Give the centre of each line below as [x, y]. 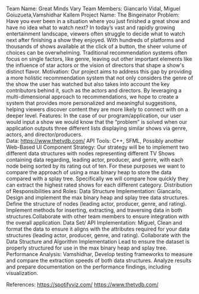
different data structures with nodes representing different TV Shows [91, 153]
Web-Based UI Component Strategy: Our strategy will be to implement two [97, 147]
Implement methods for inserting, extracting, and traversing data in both [94, 210]
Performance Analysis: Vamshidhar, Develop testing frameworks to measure [99, 254]
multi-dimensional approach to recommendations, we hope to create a [92, 97]
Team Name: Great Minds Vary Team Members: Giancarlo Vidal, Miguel [93, 9]
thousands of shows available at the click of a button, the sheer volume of [97, 46]
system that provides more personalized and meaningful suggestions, [91, 103]
